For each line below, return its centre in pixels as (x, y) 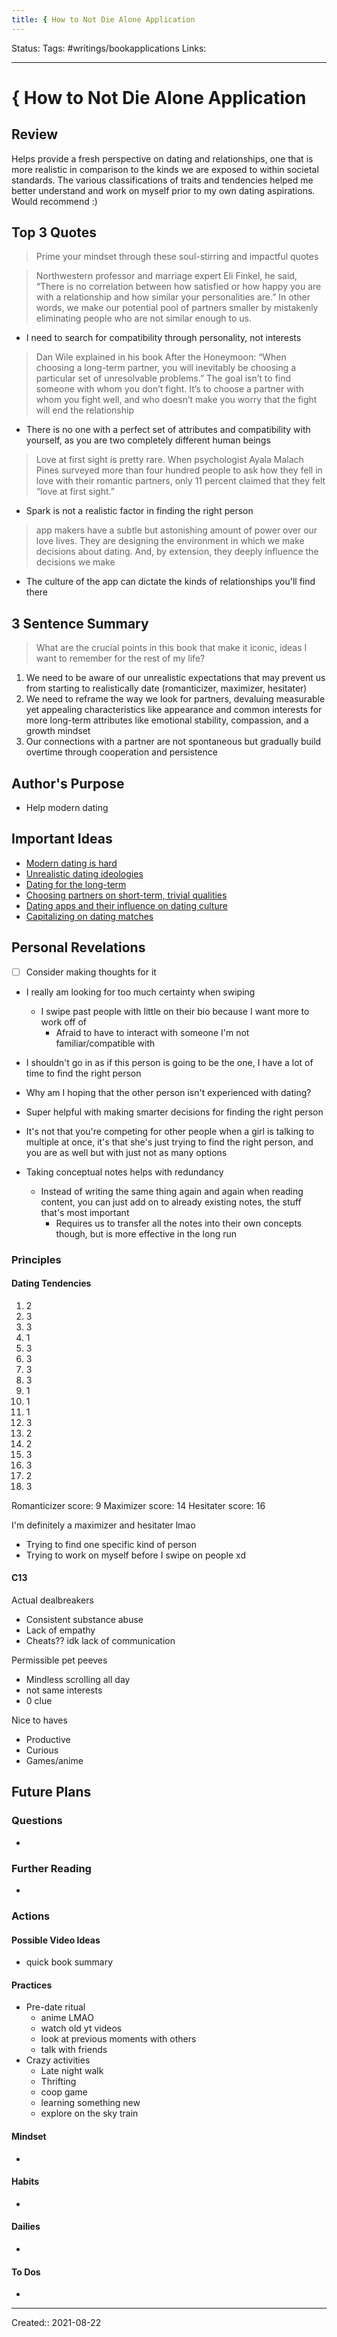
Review (35, 134)
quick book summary (69, 1962)
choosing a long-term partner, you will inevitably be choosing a (166, 368)
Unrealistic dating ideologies (84, 873)
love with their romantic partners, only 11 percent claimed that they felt (180, 481)
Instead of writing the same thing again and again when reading (172, 1191)
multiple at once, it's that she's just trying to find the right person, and (169, 1142)
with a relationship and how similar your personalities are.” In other (173, 297)
